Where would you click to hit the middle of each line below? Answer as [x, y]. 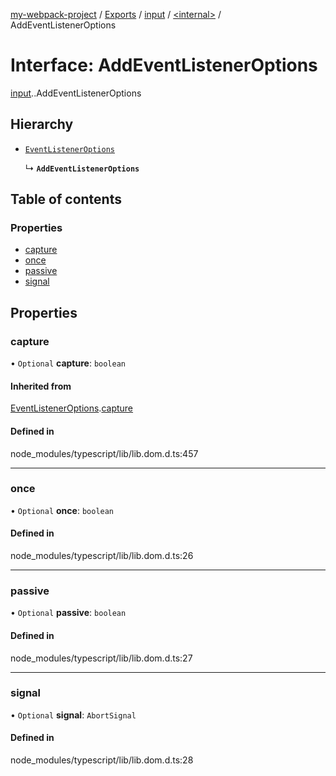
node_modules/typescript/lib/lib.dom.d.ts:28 [102, 760]
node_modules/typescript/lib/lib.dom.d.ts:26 [102, 556]
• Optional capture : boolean [68, 363]
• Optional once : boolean [62, 510]
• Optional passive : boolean [68, 613]
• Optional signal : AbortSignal [73, 715]
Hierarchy [42, 124]
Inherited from [41, 386]
